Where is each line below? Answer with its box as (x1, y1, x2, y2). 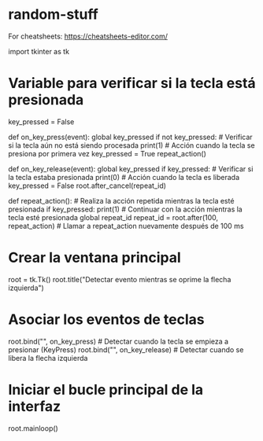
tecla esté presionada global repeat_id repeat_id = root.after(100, (8, 212, 219, 222)
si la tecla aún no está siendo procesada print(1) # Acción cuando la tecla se (8, 140, 255, 150)
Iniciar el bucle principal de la (8, 380, 204, 399)
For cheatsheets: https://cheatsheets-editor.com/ (8, 31, 168, 41)
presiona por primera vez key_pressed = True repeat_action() (8, 149, 207, 158)
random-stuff (8, 6, 98, 24)
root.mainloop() (8, 423, 59, 433)
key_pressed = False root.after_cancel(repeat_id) (8, 181, 167, 190)
